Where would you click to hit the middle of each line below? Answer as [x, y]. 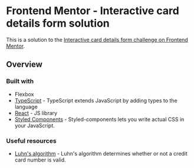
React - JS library [36, 113]
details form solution [58, 23]
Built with [20, 81]
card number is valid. [40, 160]
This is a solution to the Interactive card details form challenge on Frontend [97, 39]
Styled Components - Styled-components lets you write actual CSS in [99, 119]
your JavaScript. [34, 126]
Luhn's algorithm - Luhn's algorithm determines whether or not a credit [101, 153]
